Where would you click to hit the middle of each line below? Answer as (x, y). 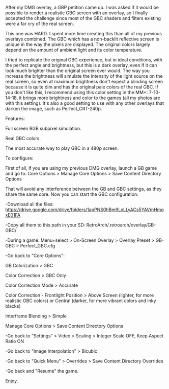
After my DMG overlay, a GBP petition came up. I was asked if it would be (82, 7)
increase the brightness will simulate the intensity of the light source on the (84, 76)
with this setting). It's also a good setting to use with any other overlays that (85, 103)
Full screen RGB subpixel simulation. (43, 128)
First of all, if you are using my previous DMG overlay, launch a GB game (81, 168)
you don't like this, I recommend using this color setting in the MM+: (77, 92)
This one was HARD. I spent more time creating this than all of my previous (83, 33)
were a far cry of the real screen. (40, 24)
